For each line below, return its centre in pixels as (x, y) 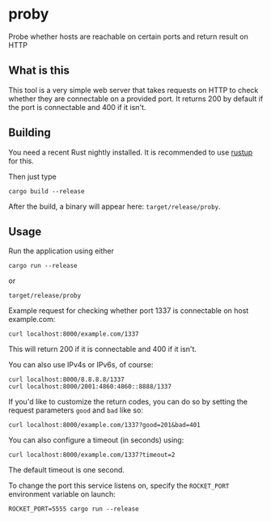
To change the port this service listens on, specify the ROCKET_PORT (119, 485)
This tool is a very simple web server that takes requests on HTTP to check (133, 90)
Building (30, 133)
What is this (39, 71)
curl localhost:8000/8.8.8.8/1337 (67, 380)
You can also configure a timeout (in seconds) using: (96, 440)
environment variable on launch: (62, 494)
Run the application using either (61, 251)
